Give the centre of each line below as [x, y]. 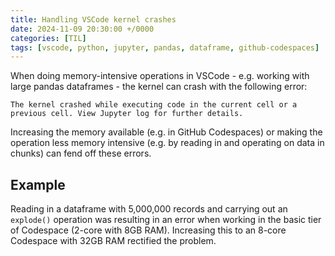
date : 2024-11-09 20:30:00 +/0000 [82, 29]
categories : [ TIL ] [48, 38]
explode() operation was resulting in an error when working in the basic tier [166, 220]
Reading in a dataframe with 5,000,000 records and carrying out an [149, 209]
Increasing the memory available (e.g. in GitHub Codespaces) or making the [166, 132]
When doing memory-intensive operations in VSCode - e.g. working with [160, 76]
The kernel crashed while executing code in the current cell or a [154, 105]
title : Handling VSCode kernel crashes [93, 19]
